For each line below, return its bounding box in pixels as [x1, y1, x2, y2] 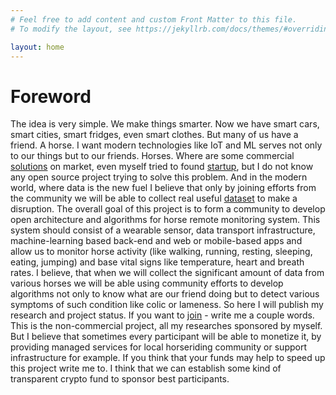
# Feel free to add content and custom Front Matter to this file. [10, 14, 298, 25]
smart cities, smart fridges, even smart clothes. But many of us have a [10, 129, 299, 141]
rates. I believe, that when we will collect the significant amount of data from [10, 267, 325, 279]
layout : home [10, 42, 65, 52]
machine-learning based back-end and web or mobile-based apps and [10, 235, 303, 247]
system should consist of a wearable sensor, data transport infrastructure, [10, 224, 316, 236]
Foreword [10, 85, 92, 108]
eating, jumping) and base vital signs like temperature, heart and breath [10, 256, 305, 268]
